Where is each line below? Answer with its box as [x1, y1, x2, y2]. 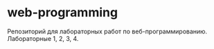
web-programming [7, 5, 118, 20]
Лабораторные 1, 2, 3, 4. [7, 34, 79, 42]
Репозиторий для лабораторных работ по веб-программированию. [7, 27, 208, 35]
